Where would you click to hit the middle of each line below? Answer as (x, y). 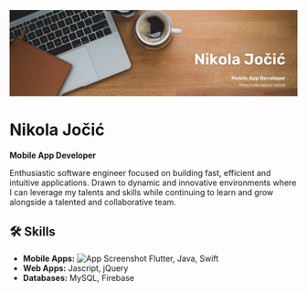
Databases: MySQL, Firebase (79, 277)
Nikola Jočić (57, 130)
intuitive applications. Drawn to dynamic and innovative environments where (153, 182)
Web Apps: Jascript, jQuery (75, 268)
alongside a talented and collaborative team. (93, 203)
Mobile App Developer (53, 155)
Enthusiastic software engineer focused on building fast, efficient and (140, 173)
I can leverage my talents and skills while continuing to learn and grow (142, 193)
